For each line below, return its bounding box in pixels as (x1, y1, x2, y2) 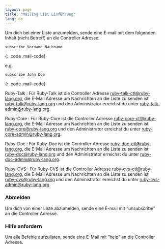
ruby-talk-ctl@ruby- (110, 91, 151, 96)
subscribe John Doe (5, 72, 45, 77)
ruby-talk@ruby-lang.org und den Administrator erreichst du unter (5, 101, 139, 107)
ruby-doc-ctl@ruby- (110, 141, 151, 147)
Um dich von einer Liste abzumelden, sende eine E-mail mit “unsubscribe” (5, 205, 156, 211)
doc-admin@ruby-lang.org (5, 156, 59, 162)
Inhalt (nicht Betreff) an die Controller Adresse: (5, 35, 100, 41)
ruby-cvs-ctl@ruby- (112, 166, 152, 172)
